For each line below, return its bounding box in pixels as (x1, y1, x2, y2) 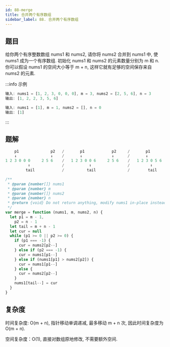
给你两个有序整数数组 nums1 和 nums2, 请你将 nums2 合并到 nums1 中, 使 (5, 51, 158, 57)
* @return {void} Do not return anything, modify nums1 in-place (7, 200, 148, 205)
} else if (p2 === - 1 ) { (14, 248, 67, 253)
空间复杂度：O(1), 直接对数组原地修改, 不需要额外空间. (5, 336, 118, 342)
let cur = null (10, 229, 42, 234)
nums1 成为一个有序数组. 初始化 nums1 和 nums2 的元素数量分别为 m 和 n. (5, 58, 159, 64)
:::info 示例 (5, 81, 27, 87)
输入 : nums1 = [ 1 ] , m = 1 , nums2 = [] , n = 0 (5, 105, 102, 110)
